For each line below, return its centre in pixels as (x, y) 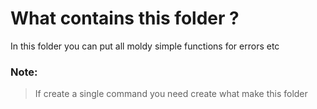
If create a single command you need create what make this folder (171, 94)
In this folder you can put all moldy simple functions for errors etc (145, 46)
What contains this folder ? (125, 18)
